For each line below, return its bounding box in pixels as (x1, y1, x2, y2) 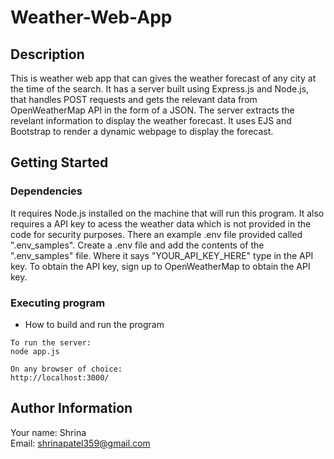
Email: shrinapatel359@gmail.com (10, 437, 151, 449)
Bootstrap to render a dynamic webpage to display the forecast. (10, 126, 274, 137)
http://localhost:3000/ (10, 372, 110, 383)
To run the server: (10, 337, 92, 348)
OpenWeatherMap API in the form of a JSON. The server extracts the (10, 104, 295, 116)
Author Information (10, 400, 133, 417)
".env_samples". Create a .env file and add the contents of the (10, 239, 265, 251)
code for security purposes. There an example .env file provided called (10, 228, 303, 240)
